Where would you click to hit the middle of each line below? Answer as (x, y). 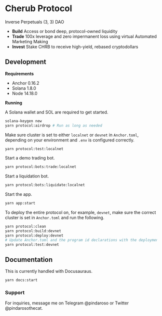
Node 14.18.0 (25, 93)
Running (14, 103)
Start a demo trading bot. (30, 158)
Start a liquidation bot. (27, 176)
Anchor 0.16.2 (26, 83)
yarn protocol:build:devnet (33, 231)
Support (15, 292)
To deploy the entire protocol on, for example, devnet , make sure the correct (81, 212)
